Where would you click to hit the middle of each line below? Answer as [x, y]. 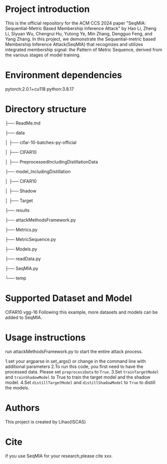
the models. [17, 387]
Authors [22, 408]
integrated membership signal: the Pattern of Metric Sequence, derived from [84, 49]
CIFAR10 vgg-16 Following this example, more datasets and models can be [82, 312]
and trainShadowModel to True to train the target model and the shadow [78, 377]
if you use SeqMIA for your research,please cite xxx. [59, 455]
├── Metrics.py [21, 229]
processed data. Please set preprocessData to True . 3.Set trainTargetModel [82, 371]
